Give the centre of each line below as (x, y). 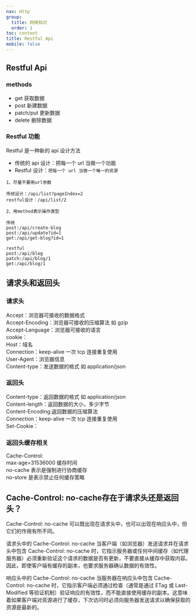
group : (14, 17)
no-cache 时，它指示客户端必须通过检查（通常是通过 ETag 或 (100, 585)
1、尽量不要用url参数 (29, 182)
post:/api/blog (25, 253)
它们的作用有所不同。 (32, 531)
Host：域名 (20, 344)
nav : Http (18, 11)
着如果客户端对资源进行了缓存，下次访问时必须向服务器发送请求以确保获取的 (98, 600)
